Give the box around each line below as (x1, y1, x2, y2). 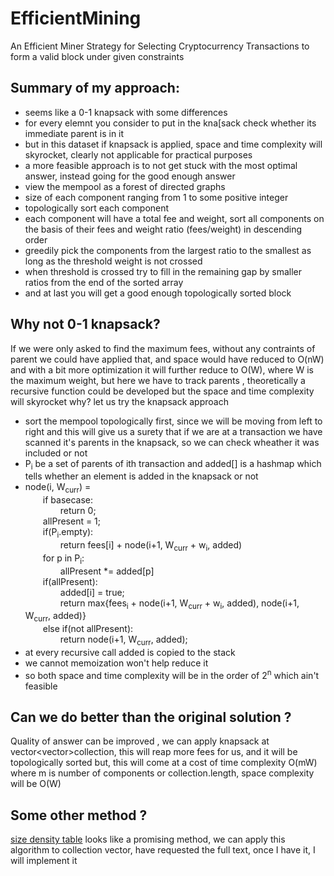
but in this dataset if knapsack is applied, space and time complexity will (24, 138, 323, 150)
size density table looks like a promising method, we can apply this (10, 833, 286, 846)
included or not (24, 447, 88, 459)
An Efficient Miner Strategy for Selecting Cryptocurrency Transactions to (10, 40, 310, 52)
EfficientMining (10, 7, 142, 30)
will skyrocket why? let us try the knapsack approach (10, 395, 229, 407)
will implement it (10, 855, 78, 867)
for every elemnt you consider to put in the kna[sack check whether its (24, 117, 317, 129)
